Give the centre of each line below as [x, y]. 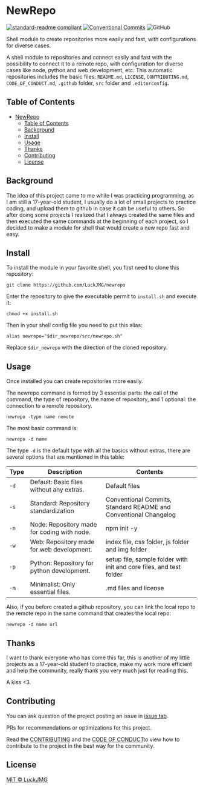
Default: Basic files [56, 482]
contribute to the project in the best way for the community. [80, 745]
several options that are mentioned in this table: [66, 457]
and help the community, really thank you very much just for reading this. [97, 671]
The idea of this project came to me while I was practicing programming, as [100, 195]
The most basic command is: [42, 428]
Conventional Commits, [139, 499]
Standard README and [138, 507]
